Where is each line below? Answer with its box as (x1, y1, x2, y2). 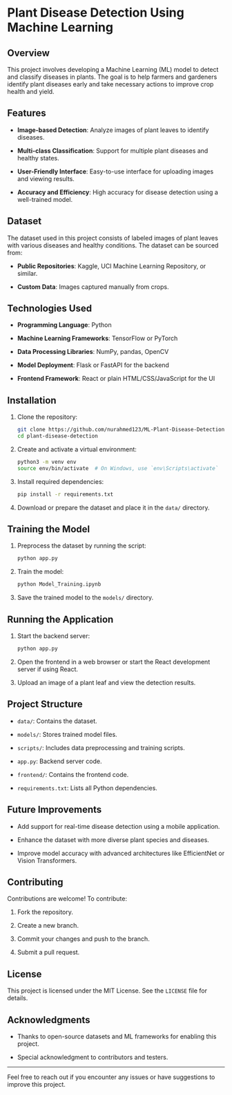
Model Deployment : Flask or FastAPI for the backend (17, 361, 169, 369)
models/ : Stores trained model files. (17, 730, 117, 738)
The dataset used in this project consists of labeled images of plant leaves (7, 234, 219, 242)
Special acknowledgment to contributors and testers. (17, 1053, 168, 1061)
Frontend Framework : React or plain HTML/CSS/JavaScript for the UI (17, 375, 215, 383)
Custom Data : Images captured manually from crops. (17, 282, 169, 291)
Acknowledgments (7, 1014, 91, 1026)
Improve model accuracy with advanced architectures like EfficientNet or (17, 849, 225, 857)
